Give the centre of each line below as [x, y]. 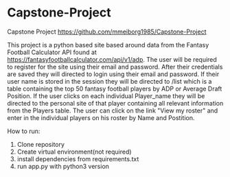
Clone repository [41, 144]
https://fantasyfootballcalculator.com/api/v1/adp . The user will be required [112, 59]
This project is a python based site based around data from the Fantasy [108, 45]
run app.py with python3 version [63, 166]
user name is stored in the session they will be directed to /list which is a [110, 81]
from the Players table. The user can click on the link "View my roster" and [113, 110]
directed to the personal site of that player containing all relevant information [115, 103]
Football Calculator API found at [52, 52]
